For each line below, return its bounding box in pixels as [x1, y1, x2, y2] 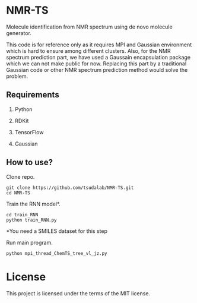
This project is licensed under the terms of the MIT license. [6, 289, 150, 297]
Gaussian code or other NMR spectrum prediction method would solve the [6, 66, 188, 73]
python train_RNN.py [6, 217, 58, 223]
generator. [6, 29, 31, 36]
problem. [6, 72, 28, 80]
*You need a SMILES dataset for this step [6, 227, 108, 235]
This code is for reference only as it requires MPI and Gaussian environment [6, 41, 192, 48]
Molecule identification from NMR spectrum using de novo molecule [6, 23, 173, 30]
